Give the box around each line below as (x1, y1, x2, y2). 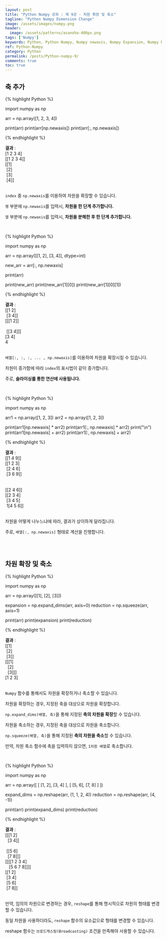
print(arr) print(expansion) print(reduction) (5, 617, 92, 623)
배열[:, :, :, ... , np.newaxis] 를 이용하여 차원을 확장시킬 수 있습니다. (5, 354, 148, 360)
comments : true (5, 58, 37, 63)
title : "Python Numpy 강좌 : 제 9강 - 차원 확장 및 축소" (5, 12, 116, 17)
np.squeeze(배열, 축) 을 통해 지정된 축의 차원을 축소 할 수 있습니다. (5, 732, 133, 738)
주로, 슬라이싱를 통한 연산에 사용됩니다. (5, 376, 81, 382)
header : (5, 26, 21, 31)
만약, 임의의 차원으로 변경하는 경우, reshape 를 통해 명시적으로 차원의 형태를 (5, 900, 151, 907)
